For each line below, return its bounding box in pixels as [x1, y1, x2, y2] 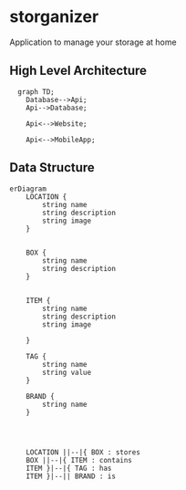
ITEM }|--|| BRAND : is [26, 472, 117, 481]
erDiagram [9, 184, 47, 193]
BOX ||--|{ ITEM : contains [26, 455, 132, 464]
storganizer [9, 6, 99, 27]
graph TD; [17, 87, 55, 97]
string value [42, 368, 92, 377]
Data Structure [9, 160, 96, 175]
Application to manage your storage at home [9, 36, 177, 47]
